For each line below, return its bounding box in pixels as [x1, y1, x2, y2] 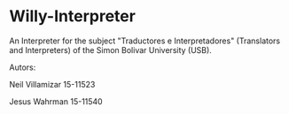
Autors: [9, 62, 36, 72]
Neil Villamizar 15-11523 [9, 79, 96, 89]
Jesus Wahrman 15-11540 [9, 95, 104, 107]
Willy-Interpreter [9, 6, 136, 27]
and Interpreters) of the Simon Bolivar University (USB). [9, 44, 213, 55]
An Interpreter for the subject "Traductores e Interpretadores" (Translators [9, 35, 281, 46]
